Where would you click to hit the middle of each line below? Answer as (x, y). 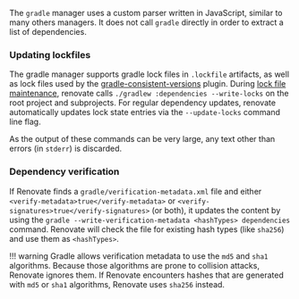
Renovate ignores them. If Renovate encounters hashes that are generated (147, 275)
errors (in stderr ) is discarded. (66, 149)
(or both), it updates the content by (216, 210)
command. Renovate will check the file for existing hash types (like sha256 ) (147, 229)
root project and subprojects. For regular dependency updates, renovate (142, 103)
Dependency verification (64, 171)
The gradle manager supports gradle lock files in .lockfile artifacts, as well (149, 74)
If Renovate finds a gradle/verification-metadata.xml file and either (136, 191)
